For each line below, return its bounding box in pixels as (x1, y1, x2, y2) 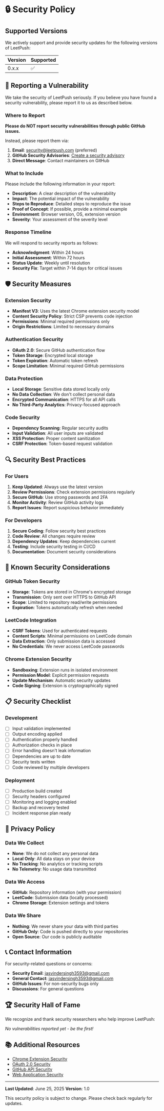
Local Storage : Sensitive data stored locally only (12, 386, 110, 392)
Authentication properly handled (12, 737, 78, 742)
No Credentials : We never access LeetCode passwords (12, 643, 124, 649)
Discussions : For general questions (12, 986, 84, 992)
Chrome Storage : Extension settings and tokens (12, 900, 109, 906)
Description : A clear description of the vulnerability (12, 191, 116, 197)
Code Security (5, 414, 40, 420)
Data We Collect (5, 839, 44, 846)
